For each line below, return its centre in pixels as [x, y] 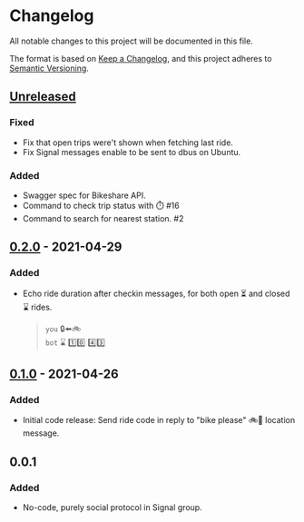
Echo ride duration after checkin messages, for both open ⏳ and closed [156, 293]
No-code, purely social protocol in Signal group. [112, 507]
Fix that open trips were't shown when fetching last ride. [128, 143]
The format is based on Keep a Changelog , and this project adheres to [141, 58]
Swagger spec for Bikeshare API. [84, 195]
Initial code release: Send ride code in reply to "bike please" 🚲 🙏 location [159, 420]
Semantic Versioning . [49, 68]
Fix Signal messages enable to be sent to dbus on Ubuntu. [132, 152]
